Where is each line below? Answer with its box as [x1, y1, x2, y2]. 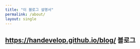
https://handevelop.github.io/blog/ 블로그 [5, 36, 136, 45]
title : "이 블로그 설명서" [5, 7, 54, 12]
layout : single [5, 16, 37, 21]
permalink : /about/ [5, 12, 46, 17]
